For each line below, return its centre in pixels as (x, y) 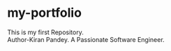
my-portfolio (45, 13)
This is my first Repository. (45, 32)
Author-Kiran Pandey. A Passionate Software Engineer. (86, 39)
